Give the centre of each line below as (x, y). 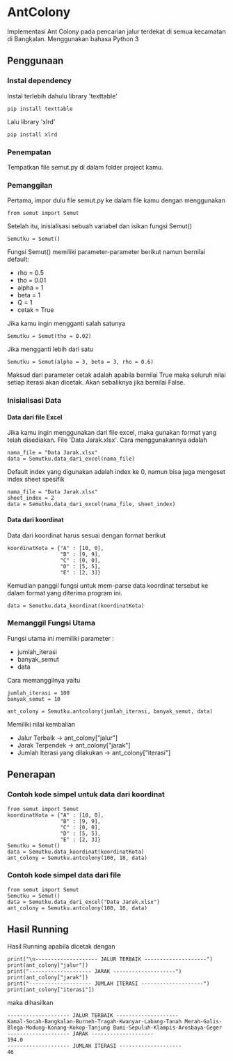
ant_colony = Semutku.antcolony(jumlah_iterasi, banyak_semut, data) (110, 711)
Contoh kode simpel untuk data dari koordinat (86, 794)
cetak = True (35, 310)
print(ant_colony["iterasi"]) (51, 989)
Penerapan (31, 774)
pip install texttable (40, 109)
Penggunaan (35, 61)
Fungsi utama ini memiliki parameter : (61, 638)
